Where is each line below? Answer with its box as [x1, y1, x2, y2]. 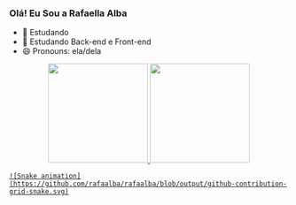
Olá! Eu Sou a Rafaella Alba [9, 7, 128, 19]
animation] [41, 171, 82, 181]
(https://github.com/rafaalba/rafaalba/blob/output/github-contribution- [9, 179, 288, 188]
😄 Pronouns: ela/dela [21, 46, 102, 57]
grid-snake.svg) [9, 187, 69, 196]
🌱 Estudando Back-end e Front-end [21, 36, 152, 47]
